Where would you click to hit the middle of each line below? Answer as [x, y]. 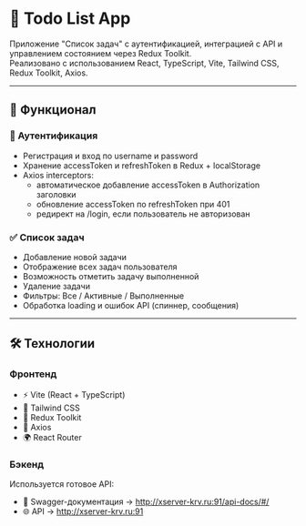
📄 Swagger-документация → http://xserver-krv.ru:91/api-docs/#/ [146, 501]
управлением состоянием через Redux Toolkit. [101, 53]
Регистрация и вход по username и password [110, 156]
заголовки [56, 194]
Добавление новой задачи [75, 257]
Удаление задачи [56, 286]
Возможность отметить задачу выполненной [111, 276]
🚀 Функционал [53, 110]
